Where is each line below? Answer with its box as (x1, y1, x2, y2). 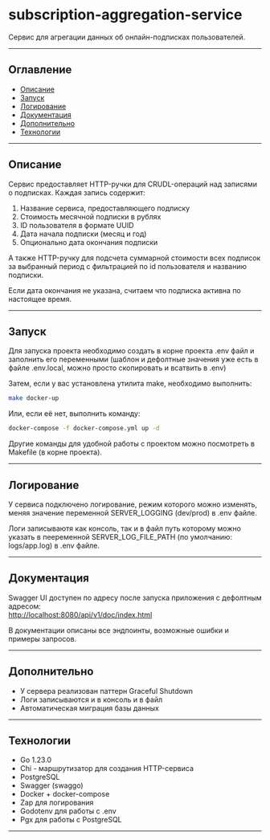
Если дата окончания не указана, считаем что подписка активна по (8, 285, 241, 295)
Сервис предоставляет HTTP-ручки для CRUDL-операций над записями (8, 179, 258, 189)
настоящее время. (8, 294, 72, 304)
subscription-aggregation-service (8, 6, 243, 24)
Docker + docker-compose (19, 789, 110, 799)
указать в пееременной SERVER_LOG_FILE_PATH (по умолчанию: (8, 532, 233, 541)
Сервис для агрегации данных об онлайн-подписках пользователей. (8, 32, 246, 42)
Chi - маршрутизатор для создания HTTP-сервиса (19, 764, 194, 773)
